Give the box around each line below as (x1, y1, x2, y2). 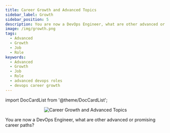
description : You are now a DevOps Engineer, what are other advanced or (5, 21, 165, 27)
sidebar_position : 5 (5, 17, 49, 22)
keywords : (5, 54, 26, 60)
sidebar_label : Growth (5, 12, 53, 17)
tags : (5, 31, 17, 36)
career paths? (5, 122, 35, 128)
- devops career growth (10, 83, 60, 88)
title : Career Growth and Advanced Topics (5, 7, 97, 13)
